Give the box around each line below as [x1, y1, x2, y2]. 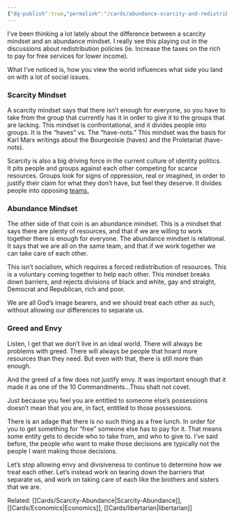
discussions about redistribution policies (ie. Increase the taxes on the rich [7, 44, 221, 52]
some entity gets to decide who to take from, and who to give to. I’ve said [7, 432, 218, 440]
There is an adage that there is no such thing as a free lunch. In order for [7, 417, 216, 425]
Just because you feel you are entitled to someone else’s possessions [7, 396, 208, 404]
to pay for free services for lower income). [7, 52, 129, 60]
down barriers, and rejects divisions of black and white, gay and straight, [7, 277, 217, 286]
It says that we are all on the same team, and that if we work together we [7, 242, 216, 250]
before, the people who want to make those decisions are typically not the [7, 439, 220, 448]
